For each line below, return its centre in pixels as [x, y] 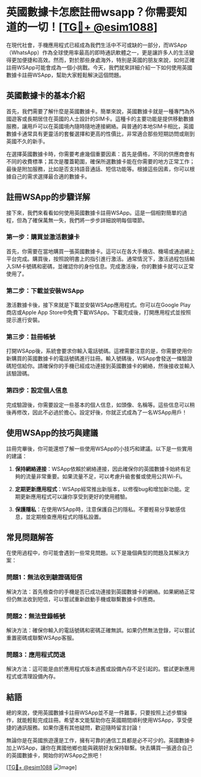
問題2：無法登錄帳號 [36, 616]
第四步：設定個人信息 [37, 391]
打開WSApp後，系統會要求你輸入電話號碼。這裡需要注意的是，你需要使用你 [99, 351]
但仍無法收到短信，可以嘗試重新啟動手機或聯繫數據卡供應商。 [82, 599]
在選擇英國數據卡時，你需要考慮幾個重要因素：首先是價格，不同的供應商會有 [100, 154]
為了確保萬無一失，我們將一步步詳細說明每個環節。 [85, 220]
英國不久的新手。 [27, 141]
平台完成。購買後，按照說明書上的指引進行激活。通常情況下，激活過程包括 [98, 259]
